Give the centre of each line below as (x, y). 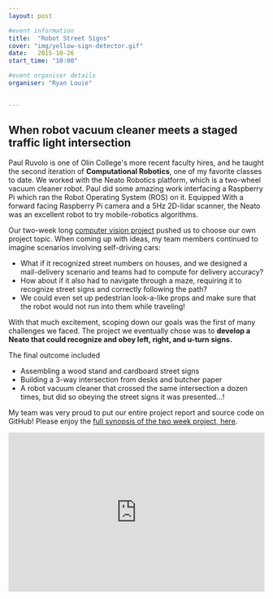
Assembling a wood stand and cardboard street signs (110, 371)
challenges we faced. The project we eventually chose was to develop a (129, 331)
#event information (41, 30)
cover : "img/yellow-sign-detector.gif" (76, 46)
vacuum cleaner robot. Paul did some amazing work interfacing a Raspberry (136, 189)
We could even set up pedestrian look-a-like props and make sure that (138, 297)
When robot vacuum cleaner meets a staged (123, 130)
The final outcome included (54, 355)
